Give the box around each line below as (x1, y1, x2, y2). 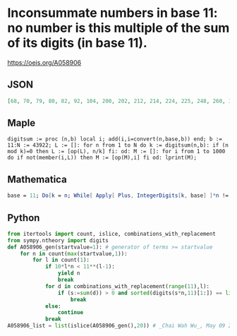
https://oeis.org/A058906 (7, 58, 82, 66)
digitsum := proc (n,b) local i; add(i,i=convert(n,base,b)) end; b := (7, 136, 222, 143)
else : (44, 302, 61, 310)
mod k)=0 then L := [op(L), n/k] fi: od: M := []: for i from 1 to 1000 (7, 148, 226, 155)
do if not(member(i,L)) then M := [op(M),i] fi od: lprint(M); (7, 154, 197, 162)
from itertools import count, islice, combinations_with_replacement (7, 230, 217, 237)
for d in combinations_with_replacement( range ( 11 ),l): (44, 282, 210, 290)
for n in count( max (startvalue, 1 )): (20, 250, 128, 257)
